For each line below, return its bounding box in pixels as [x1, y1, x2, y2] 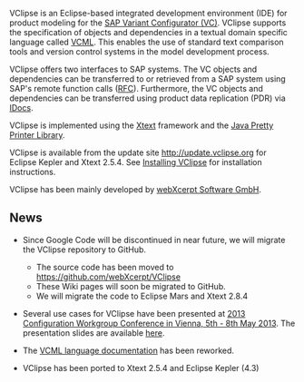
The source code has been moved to [35, 261, 174, 272]
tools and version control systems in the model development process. [9, 46, 270, 57]
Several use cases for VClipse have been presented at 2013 [22, 308, 246, 318]
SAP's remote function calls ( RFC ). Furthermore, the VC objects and [9, 83, 263, 93]
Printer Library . [9, 130, 65, 140]
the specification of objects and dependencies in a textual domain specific [9, 27, 289, 37]
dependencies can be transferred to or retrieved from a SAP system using [9, 73, 286, 84]
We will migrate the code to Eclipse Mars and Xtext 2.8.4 [35, 290, 249, 301]
